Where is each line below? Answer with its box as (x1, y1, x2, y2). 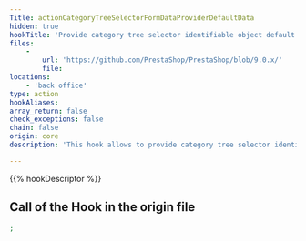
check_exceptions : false (9, 115, 104, 124)
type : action (9, 89, 59, 98)
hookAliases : (9, 97, 59, 107)
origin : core (9, 132, 59, 141)
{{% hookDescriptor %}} (9, 173, 102, 184)
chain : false (9, 124, 59, 133)
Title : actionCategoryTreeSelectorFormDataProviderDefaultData (9, 13, 255, 23)
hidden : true (9, 22, 59, 31)
